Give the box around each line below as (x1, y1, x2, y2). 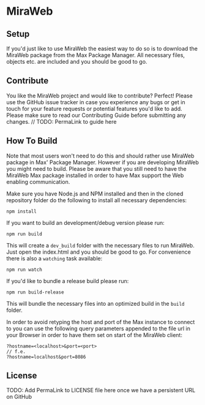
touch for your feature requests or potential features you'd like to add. (6, 105, 182, 112)
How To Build (6, 136, 58, 146)
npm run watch (6, 267, 43, 273)
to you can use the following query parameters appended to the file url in (6, 325, 191, 332)
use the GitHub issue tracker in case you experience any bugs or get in (6, 98, 185, 105)
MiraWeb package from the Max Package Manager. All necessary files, (6, 51, 185, 59)
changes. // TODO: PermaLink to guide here (6, 118, 117, 125)
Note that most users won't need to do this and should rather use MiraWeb (6, 152, 195, 159)
